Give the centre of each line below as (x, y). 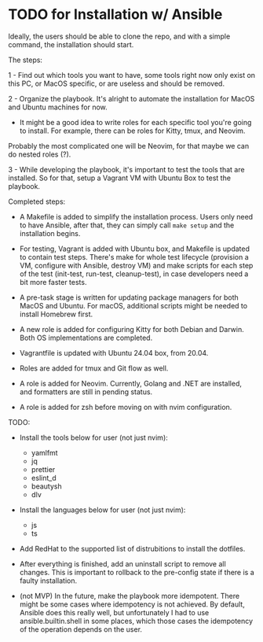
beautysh (46, 486)
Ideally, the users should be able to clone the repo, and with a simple (119, 36)
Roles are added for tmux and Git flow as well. (94, 368)
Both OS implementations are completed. (86, 338)
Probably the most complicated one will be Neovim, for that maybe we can (129, 146)
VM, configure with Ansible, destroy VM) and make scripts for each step (136, 265)
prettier (43, 469)
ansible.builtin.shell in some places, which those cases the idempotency (136, 621)
